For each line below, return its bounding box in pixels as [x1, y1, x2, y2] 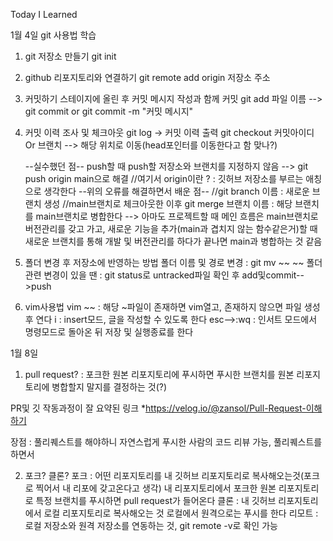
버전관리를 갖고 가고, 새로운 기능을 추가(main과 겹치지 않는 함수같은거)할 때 [24, 223, 318, 234]
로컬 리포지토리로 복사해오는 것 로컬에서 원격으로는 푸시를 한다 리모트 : [43, 507, 319, 519]
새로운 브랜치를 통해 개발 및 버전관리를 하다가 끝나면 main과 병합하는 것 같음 [24, 235, 323, 247]
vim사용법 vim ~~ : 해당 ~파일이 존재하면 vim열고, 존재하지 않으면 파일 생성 [24, 301, 321, 313]
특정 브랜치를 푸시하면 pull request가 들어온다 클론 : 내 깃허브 [35, 495, 277, 506]
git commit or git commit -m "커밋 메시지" [24, 105, 194, 117]
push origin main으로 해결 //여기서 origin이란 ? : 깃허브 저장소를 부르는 [24, 173, 304, 184]
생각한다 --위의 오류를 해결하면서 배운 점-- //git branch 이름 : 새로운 [43, 185, 310, 197]
